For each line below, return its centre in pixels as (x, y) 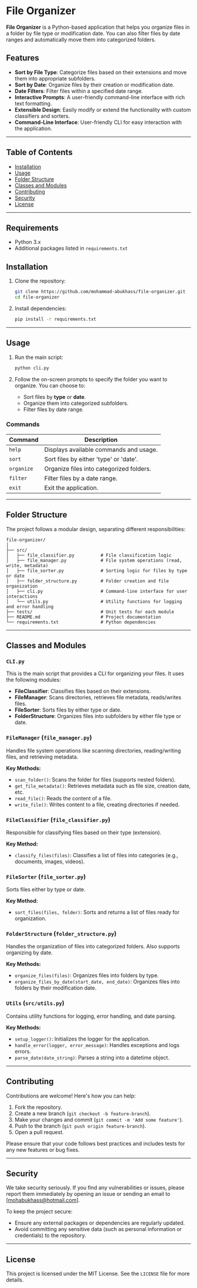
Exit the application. (71, 488)
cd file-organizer (37, 297)
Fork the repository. (38, 1107)
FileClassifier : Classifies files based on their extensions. (83, 691)
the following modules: (34, 680)
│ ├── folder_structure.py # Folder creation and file (87, 581)
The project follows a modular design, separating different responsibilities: (96, 529)
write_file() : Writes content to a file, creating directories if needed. (97, 804)
